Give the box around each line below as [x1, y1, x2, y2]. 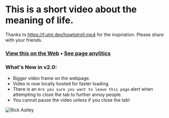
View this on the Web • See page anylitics [5, 50, 111, 57]
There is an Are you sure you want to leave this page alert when [12, 86, 154, 92]
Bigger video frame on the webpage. [12, 75, 91, 82]
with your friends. [5, 37, 43, 43]
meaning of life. [5, 14, 74, 26]
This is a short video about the [5, 4, 137, 15]
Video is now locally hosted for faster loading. [12, 81, 110, 87]
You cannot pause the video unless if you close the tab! [12, 97, 130, 103]
